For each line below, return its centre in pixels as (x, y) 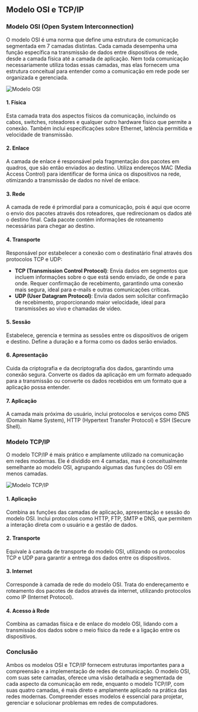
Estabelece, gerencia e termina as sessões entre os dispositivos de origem (97, 335)
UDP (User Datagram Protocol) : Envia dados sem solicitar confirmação (102, 295)
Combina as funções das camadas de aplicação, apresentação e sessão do (98, 512)
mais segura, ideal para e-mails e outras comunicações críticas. (92, 290)
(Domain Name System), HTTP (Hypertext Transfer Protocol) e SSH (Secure (98, 420)
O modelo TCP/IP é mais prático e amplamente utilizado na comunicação (95, 455)
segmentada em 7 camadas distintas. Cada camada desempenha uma (92, 46)
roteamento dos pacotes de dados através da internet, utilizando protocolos (98, 591)
